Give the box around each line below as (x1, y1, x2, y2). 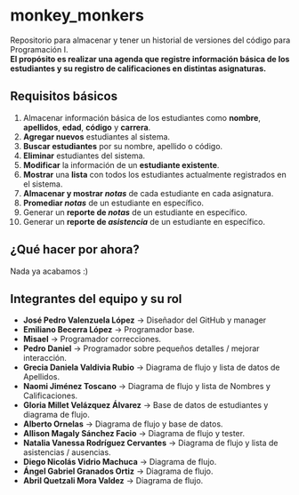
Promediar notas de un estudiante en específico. (22, 197, 204, 208)
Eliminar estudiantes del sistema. (22, 150, 146, 161)
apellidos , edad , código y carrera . (22, 122, 151, 132)
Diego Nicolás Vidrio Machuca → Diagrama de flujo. (22, 457, 217, 467)
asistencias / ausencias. (22, 447, 111, 458)
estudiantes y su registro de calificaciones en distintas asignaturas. (10, 63, 266, 74)
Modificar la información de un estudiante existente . (22, 159, 220, 170)
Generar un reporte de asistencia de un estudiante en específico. (22, 216, 266, 227)
